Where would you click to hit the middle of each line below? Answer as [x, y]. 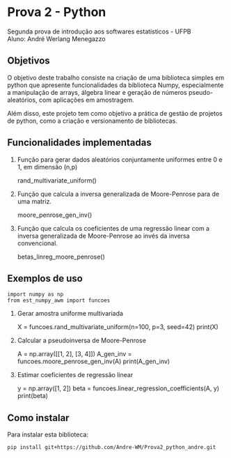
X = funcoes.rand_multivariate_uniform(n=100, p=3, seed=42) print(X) [118, 327]
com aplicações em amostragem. [86, 100]
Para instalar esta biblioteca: [48, 435]
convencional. [37, 243]
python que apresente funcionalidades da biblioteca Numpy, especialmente [115, 85]
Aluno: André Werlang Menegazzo [56, 38]
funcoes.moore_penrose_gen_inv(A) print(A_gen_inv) [94, 361]
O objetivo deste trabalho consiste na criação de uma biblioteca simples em [116, 77]
